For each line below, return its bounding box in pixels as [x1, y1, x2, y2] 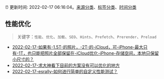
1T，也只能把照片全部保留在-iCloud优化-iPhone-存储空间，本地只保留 [19, 50, 159, 56]
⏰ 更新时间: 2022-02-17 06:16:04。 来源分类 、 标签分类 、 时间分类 [5, 4, 137, 10]
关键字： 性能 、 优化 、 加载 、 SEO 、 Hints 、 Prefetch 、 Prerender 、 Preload [17, 34, 157, 39]
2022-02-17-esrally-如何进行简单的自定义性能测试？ [12, 68, 118, 74]
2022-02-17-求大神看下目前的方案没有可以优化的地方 [12, 62, 120, 68]
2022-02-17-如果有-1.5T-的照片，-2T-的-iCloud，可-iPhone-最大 [12, 44, 143, 50]
